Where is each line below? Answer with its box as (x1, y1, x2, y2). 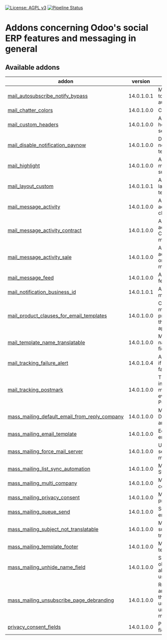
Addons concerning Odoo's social (5, 22, 149, 33)
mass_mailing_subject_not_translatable (7, 526, 98, 532)
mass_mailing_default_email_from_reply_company (7, 413, 124, 420)
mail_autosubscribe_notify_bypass (7, 93, 88, 99)
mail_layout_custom (7, 183, 54, 189)
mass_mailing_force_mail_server (7, 448, 83, 455)
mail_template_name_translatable (7, 339, 85, 346)
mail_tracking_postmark (7, 386, 64, 393)
